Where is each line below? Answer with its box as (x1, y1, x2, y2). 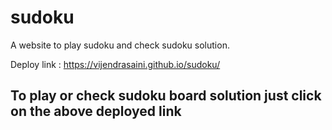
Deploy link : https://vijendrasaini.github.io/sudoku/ (10, 58, 221, 70)
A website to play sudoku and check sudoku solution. (10, 39, 230, 51)
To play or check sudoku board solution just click (10, 87, 322, 105)
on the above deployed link (10, 103, 182, 120)
